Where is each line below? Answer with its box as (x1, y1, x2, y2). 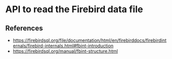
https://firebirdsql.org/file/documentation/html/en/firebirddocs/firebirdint (12, 37, 167, 43)
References (5, 24, 43, 33)
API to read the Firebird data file (5, 4, 143, 15)
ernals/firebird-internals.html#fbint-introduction (12, 43, 114, 49)
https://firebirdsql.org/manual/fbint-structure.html (12, 48, 118, 54)
